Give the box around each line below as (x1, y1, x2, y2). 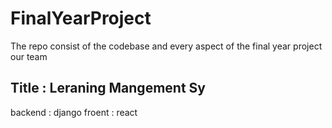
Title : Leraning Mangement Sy (10, 80, 206, 97)
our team (10, 50, 48, 62)
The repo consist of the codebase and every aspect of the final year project (10, 40, 323, 52)
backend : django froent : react (10, 106, 138, 118)
